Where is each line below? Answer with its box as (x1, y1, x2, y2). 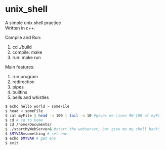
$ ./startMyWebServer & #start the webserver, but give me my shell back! (5, 127, 161, 132)
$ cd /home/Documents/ (5, 122, 52, 127)
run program (12, 73, 38, 79)
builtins (12, 89, 28, 95)
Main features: (5, 64, 35, 70)
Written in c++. (5, 25, 36, 30)
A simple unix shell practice (5, 20, 61, 26)
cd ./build (12, 44, 32, 50)
